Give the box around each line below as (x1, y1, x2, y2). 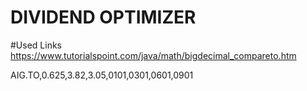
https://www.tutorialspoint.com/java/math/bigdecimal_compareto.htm (10, 49, 297, 61)
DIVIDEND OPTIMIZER (10, 6, 197, 29)
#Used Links (10, 39, 62, 51)
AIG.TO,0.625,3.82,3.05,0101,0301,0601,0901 (10, 69, 194, 81)
